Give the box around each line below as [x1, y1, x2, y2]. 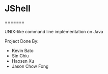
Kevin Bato [11, 48, 34, 53]
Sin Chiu [11, 52, 29, 59]
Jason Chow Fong [11, 63, 49, 69]
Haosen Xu [11, 58, 35, 64]
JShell [4, 3, 30, 14]
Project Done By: [4, 38, 39, 44]
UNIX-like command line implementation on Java [4, 28, 104, 34]
